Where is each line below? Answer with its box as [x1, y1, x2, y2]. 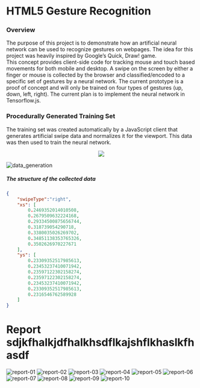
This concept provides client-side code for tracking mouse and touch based [6, 58, 195, 66]
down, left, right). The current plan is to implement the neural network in [6, 90, 185, 98]
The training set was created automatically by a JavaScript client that [6, 125, 178, 133]
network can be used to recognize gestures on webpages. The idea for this [6, 46, 193, 53]
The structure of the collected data [6, 175, 96, 183]
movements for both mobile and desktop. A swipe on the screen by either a [6, 65, 193, 72]
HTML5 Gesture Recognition [6, 4, 152, 18]
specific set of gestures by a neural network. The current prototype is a [6, 78, 184, 85]
